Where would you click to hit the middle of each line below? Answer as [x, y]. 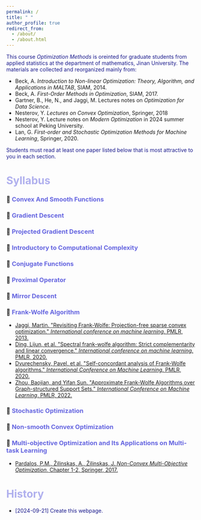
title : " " [20, 17]
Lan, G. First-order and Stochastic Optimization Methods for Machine [101, 132]
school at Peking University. [49, 126]
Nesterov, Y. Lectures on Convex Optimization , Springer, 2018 [91, 113]
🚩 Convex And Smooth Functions [55, 200]
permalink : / [22, 12]
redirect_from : [25, 28]
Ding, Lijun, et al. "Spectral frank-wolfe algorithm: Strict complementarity [105, 344]
